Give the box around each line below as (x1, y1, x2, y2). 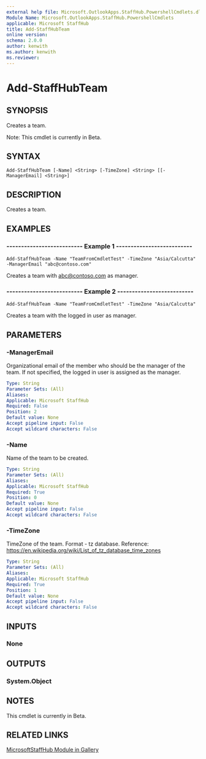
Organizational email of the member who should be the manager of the (6, 362, 186, 369)
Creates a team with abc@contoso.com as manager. (6, 272, 139, 279)
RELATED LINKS (6, 730, 69, 740)
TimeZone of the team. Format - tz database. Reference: (6, 540, 149, 547)
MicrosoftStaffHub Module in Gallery (6, 746, 99, 753)
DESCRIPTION (6, 189, 61, 200)
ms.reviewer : (6, 55, 40, 61)
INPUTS (6, 621, 37, 631)
